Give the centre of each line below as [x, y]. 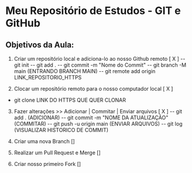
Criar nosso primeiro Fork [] [47, 164]
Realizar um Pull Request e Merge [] [57, 153]
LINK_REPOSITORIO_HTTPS [48, 77]
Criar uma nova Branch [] [44, 141]
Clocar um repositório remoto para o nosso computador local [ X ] [93, 89]
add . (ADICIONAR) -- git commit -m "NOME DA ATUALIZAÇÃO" [91, 117]
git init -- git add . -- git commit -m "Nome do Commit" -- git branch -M [100, 65]
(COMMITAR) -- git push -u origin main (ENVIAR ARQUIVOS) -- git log [98, 124]
